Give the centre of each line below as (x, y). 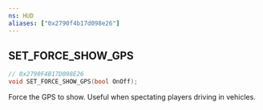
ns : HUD (21, 16)
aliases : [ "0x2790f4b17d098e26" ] (64, 23)
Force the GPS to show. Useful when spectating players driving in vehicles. (132, 97)
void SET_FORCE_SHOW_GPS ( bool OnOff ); (73, 82)
